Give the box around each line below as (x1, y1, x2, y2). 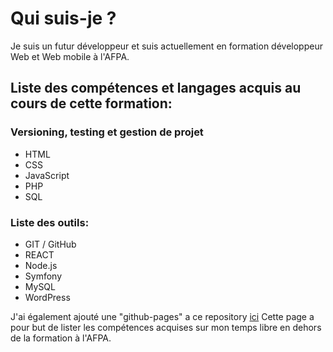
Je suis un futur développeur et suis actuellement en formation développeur (10, 40, 323, 52)
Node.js (24, 259, 58, 271)
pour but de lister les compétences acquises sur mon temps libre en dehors (10, 321, 322, 333)
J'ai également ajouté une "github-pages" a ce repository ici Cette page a (10, 310, 315, 322)
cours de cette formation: (10, 95, 173, 112)
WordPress (24, 291, 71, 303)
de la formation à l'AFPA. (10, 332, 112, 344)
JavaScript (24, 169, 70, 181)
